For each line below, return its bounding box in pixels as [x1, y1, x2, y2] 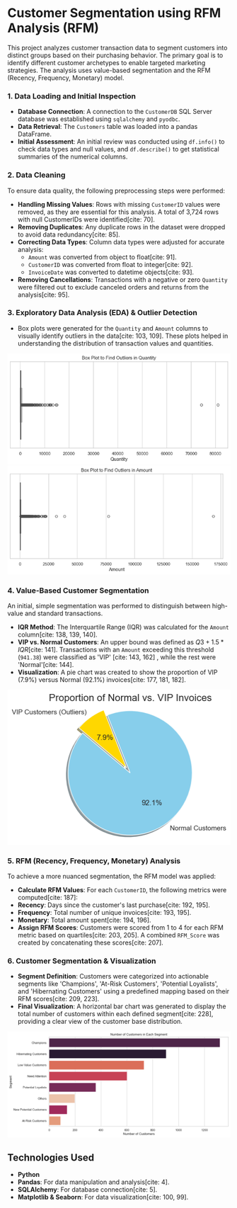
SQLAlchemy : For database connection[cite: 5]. [17, 1185, 158, 1194]
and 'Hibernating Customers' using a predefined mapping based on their [17, 987, 230, 996]
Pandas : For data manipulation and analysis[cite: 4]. [17, 1178, 170, 1186]
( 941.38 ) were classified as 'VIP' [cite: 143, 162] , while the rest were [17, 653, 216, 661]
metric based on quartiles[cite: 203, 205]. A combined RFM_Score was [17, 931, 220, 940]
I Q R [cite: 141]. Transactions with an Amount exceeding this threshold [17, 646, 214, 654]
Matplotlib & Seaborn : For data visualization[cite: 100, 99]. [17, 1192, 189, 1201]
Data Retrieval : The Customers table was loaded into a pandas [17, 122, 198, 131]
